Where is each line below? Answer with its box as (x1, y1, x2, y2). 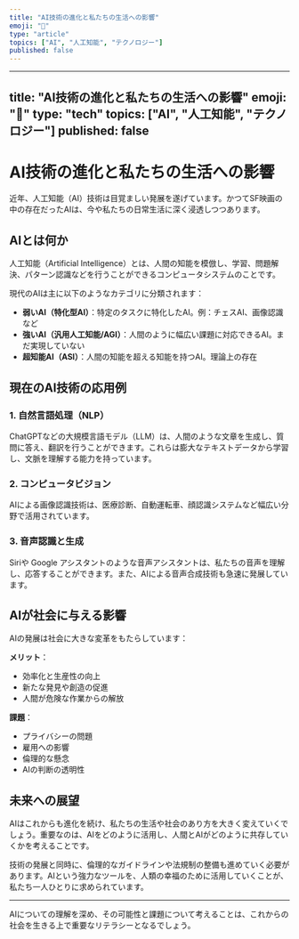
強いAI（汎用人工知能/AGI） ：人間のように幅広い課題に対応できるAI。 (21, 329, 278, 340)
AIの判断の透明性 (21, 765, 85, 775)
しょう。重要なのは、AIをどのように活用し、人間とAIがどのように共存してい (9, 830, 289, 840)
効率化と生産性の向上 (21, 671, 101, 682)
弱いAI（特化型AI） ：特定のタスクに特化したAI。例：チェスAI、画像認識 (21, 307, 284, 318)
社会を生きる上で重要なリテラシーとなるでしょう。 (9, 920, 196, 931)
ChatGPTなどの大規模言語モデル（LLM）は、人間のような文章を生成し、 (9, 431, 277, 441)
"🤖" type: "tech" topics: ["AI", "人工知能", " (9, 106, 254, 121)
